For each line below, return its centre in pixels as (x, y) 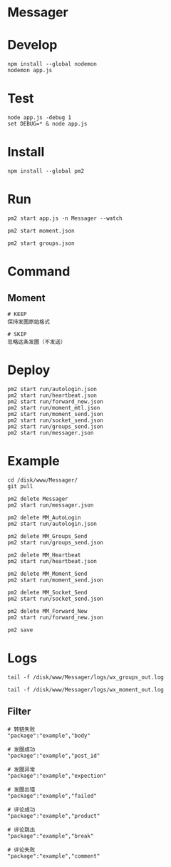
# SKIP (17, 334)
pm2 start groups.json (41, 243)
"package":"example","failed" (52, 796)
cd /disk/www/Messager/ (43, 480)
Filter (19, 712)
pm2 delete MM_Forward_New (47, 611)
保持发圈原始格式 (29, 322)
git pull (20, 486)
